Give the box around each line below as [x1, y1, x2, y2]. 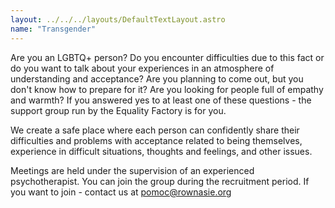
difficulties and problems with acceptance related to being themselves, [10, 134, 303, 146]
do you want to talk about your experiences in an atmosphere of [10, 62, 275, 74]
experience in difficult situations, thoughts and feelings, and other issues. [10, 145, 313, 157]
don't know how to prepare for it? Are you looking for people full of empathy [10, 83, 324, 95]
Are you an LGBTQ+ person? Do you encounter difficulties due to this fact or [10, 51, 325, 63]
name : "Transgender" [10, 24, 97, 34]
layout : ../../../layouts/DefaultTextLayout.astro [10, 14, 226, 25]
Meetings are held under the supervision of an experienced [10, 164, 255, 176]
